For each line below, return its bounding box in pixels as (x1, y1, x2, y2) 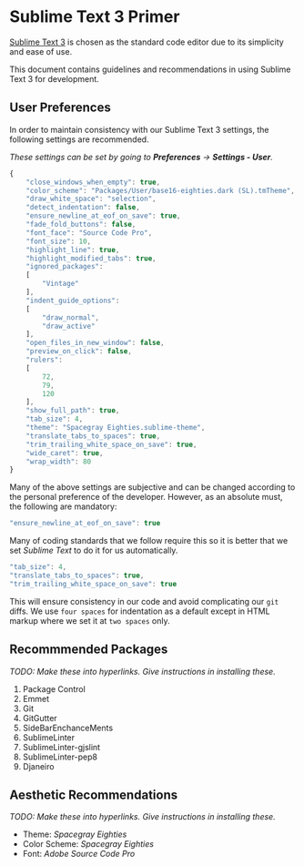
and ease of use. (9, 46, 73, 56)
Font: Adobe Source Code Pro (22, 849, 136, 860)
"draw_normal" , (42, 312, 100, 322)
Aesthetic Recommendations (9, 787, 178, 802)
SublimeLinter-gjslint (22, 741, 101, 752)
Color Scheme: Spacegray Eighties (22, 839, 155, 850)
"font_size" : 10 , (25, 237, 92, 246)
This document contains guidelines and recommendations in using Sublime (9, 64, 291, 75)
